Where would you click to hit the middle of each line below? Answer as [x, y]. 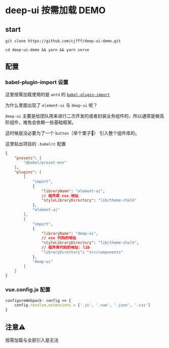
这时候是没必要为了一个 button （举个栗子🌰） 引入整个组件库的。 [73, 133]
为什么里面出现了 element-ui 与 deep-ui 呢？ [51, 105]
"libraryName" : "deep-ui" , [70, 234]
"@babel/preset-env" [45, 163]
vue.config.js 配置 [28, 290]
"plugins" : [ [28, 172]
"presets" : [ [28, 158]
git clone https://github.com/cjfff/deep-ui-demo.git [63, 41]
